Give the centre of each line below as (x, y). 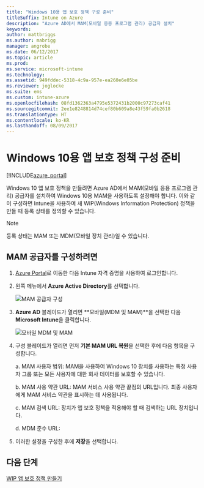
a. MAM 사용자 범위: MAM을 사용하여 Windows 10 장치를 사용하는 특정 (100, 366)
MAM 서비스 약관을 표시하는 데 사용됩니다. (77, 394)
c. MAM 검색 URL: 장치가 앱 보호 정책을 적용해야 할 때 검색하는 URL (96, 407)
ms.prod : (17, 63)
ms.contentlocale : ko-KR (38, 120)
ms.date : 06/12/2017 (33, 52)
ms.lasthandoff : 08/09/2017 (42, 126)
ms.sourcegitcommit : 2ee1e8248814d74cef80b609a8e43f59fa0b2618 (89, 109)
